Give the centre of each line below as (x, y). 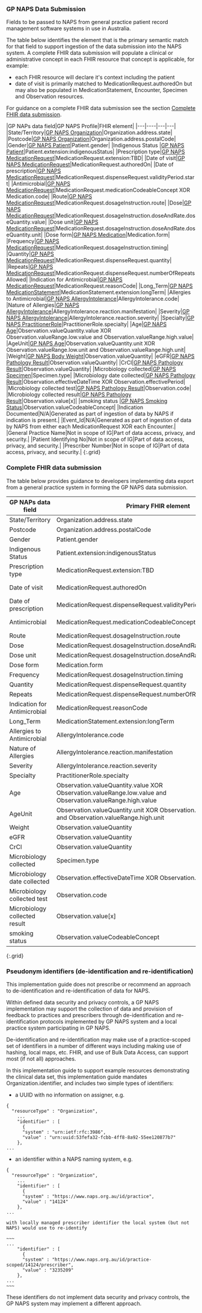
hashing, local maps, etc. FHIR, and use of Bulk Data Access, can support (97, 1052)
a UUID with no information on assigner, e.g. (70, 1095)
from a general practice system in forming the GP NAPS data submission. (97, 487)
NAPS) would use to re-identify (47, 1228)
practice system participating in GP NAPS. (59, 1028)
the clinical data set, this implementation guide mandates (77, 1077)
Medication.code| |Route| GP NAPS (49, 197)
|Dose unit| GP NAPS (73, 222)
